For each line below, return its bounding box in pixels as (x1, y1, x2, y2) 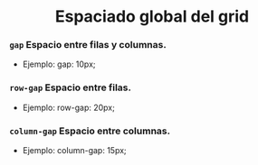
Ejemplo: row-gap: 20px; (22, 102, 115, 113)
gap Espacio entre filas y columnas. (9, 39, 167, 51)
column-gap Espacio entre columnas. (9, 124, 170, 137)
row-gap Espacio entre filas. (9, 81, 131, 94)
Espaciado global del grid (54, 6, 250, 27)
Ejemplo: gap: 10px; (22, 59, 96, 69)
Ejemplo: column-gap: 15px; (22, 145, 127, 156)
